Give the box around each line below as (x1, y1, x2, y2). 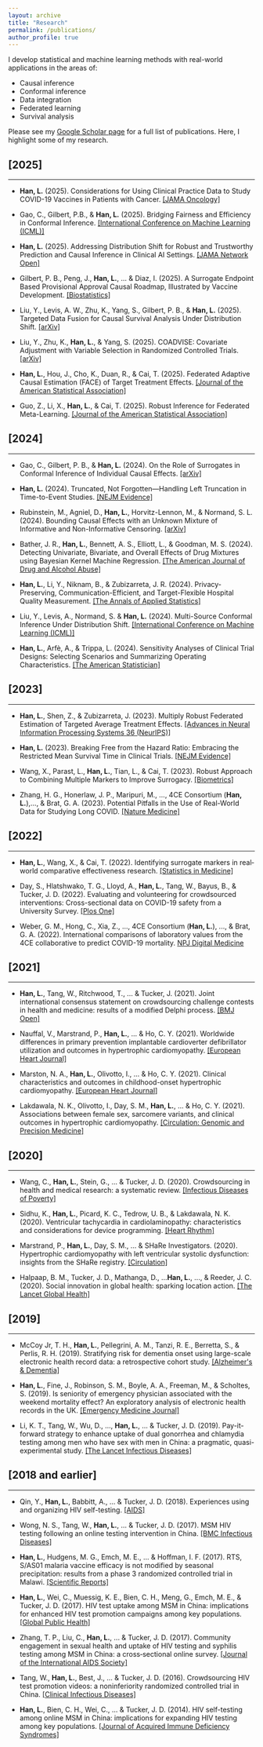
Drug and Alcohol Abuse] (19, 564, 102, 574)
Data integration (19, 95, 72, 104)
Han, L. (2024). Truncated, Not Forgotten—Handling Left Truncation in (19, 483, 247, 493)
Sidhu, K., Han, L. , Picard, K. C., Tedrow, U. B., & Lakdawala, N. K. (19, 1209, 231, 1219)
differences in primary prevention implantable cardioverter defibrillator (19, 1038, 247, 1047)
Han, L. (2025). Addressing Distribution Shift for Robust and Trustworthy (19, 242, 254, 251)
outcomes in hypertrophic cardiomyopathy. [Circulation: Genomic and (19, 1118, 245, 1127)
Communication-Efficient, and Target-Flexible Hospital (58, 588, 234, 597)
